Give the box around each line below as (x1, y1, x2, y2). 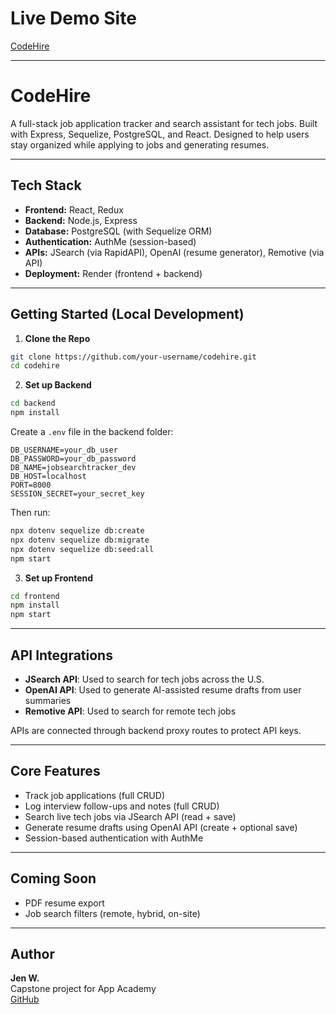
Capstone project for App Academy (10, 983, 157, 995)
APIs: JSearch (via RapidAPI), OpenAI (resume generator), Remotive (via (24, 246, 325, 258)
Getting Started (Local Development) (10, 306, 245, 323)
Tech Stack (10, 177, 82, 194)
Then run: (10, 507, 51, 518)
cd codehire (10, 361, 60, 371)
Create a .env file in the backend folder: (10, 426, 174, 437)
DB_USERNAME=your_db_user (10, 445, 118, 455)
